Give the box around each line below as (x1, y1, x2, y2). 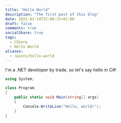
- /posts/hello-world (9, 53, 55, 59)
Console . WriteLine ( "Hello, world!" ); (23, 104, 101, 109)
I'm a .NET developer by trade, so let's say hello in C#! (5, 67, 117, 73)
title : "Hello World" (5, 7, 50, 12)
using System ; (5, 76, 35, 82)
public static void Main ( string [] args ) (14, 95, 99, 100)
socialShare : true (5, 30, 43, 35)
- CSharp (9, 40, 28, 45)
